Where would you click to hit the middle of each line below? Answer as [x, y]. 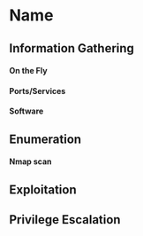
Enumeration [45, 139]
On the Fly [28, 71]
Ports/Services [38, 90]
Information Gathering [72, 48]
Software [26, 111]
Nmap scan [30, 161]
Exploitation [43, 189]
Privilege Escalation [65, 220]
